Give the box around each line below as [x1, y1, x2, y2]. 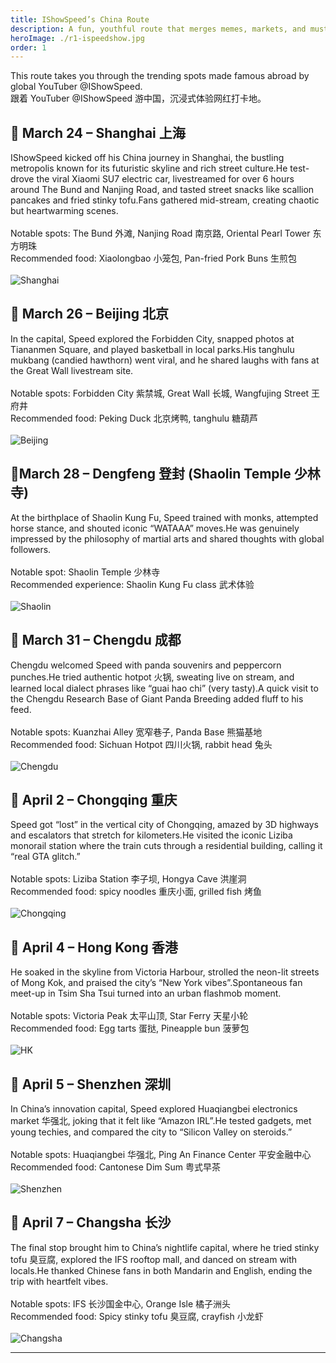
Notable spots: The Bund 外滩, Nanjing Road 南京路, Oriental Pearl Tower [10, 227, 311, 240]
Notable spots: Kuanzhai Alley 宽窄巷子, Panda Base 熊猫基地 [10, 726, 263, 738]
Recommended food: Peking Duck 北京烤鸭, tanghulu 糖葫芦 [10, 412, 259, 424]
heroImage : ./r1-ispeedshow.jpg [10, 33, 145, 43]
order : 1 [10, 42, 47, 53]
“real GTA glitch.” [10, 851, 81, 863]
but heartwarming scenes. [10, 205, 119, 217]
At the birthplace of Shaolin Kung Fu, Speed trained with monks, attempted [10, 511, 319, 523]
